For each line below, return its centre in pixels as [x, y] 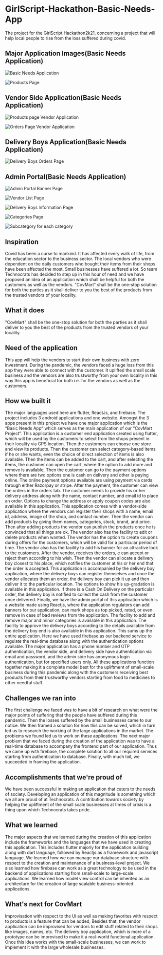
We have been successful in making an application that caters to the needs [80, 789]
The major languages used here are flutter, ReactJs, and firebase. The [75, 413]
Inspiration [22, 242]
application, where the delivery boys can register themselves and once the [80, 574]
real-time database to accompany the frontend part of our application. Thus [81, 746]
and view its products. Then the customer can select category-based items [80, 449]
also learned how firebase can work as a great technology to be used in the [81, 868]
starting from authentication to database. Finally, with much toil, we [72, 757]
